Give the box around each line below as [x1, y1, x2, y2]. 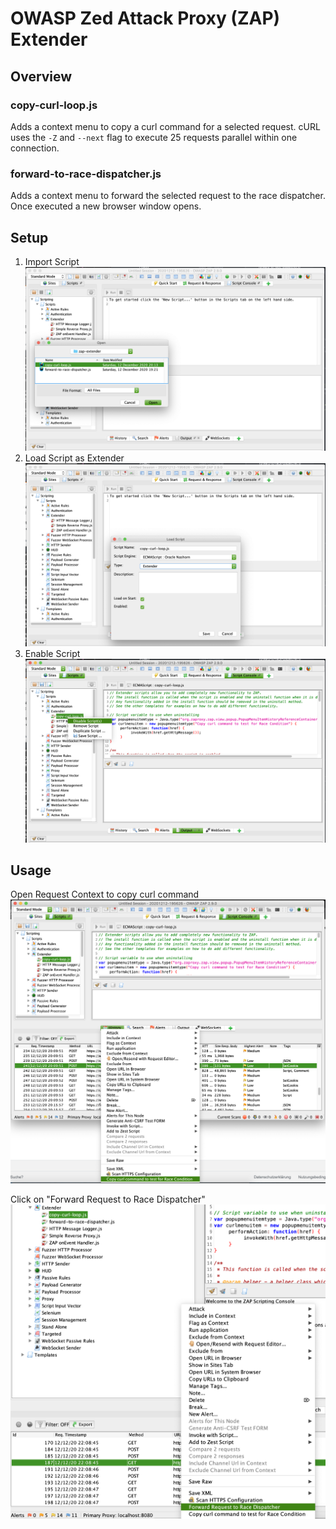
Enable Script [24, 648, 81, 660]
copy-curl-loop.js [10, 98, 98, 112]
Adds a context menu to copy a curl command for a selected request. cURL [10, 120, 321, 132]
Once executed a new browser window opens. [10, 200, 202, 212]
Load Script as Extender [24, 452, 125, 464]
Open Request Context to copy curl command [10, 888, 200, 901]
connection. [10, 142, 60, 154]
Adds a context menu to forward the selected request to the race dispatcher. [10, 190, 326, 202]
